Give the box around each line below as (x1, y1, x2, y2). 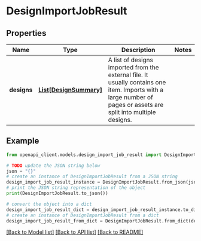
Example (6, 136, 39, 146)
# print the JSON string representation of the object (6, 185, 146, 191)
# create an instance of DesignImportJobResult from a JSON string (6, 173, 178, 180)
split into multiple (108, 108, 156, 116)
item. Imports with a (108, 86, 164, 94)
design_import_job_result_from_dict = (6, 218, 103, 224)
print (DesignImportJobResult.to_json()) (6, 190, 109, 197)
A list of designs (108, 56, 154, 64)
